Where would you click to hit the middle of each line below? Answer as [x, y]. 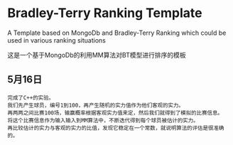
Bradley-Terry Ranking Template [105, 13]
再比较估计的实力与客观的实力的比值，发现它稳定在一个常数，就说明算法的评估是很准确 [116, 128]
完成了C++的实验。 [31, 97]
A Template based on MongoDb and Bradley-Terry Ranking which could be [117, 33]
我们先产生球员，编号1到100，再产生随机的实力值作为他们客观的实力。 [96, 105]
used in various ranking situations [57, 40]
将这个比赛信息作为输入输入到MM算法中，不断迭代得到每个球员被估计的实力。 [103, 120]
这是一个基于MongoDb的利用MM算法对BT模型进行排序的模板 [97, 55]
